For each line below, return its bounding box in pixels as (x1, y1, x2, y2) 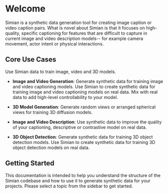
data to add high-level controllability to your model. (12, 94, 118, 100)
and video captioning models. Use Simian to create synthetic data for (12, 83, 155, 89)
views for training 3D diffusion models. (12, 109, 93, 115)
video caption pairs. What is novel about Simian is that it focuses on (5, 24, 145, 30)
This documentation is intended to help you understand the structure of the (5, 172, 161, 178)
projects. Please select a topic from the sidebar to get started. (5, 183, 133, 189)
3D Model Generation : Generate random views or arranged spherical (12, 103, 156, 110)
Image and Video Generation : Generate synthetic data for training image (12, 78, 163, 84)
